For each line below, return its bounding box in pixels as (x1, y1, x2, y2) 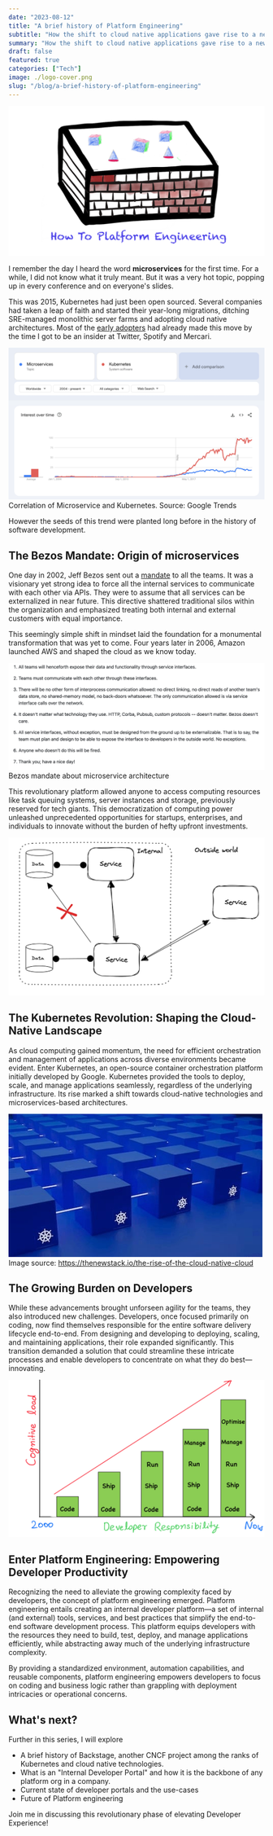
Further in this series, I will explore (8, 1735, 123, 1745)
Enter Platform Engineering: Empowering (8, 1553, 220, 1566)
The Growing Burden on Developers (8, 1281, 193, 1295)
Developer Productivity (8, 1565, 128, 1579)
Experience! (8, 1818, 49, 1828)
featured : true (8, 56, 60, 64)
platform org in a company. (19, 1777, 111, 1786)
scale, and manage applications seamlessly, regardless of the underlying (8, 1080, 253, 1090)
